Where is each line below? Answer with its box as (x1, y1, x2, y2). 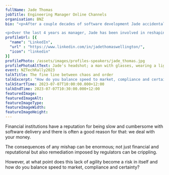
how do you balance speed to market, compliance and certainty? (5, 164, 140, 170)
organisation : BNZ (5, 17, 44, 22)
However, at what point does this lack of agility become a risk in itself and (5, 159, 158, 164)
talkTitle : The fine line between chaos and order (5, 72, 114, 78)
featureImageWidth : (5, 105, 46, 110)
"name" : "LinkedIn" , (10, 40, 53, 45)
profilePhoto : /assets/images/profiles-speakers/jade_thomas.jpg (5, 58, 145, 63)
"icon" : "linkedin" (10, 49, 51, 54)
